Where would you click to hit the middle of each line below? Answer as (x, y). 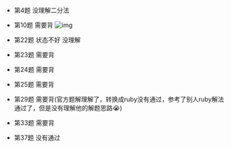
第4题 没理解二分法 (41, 10)
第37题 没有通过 (37, 138)
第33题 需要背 (34, 123)
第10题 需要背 (34, 25)
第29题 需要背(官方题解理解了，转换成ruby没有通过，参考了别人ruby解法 (119, 99)
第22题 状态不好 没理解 (47, 40)
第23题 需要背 (34, 55)
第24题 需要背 (34, 69)
